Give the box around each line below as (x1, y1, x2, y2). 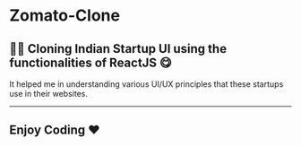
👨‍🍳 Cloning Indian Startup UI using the (9, 41, 227, 56)
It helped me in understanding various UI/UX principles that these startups (9, 79, 284, 90)
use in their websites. (9, 89, 88, 99)
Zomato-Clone (9, 5, 121, 26)
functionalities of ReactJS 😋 (9, 55, 172, 70)
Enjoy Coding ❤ (9, 123, 100, 138)
